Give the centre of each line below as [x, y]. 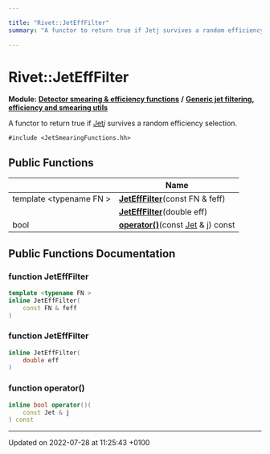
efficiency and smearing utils [58, 108]
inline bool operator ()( [50, 405]
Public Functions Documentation [92, 254]
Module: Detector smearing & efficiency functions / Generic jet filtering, [131, 99]
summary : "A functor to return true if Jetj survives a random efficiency [136, 30]
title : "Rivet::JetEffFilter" [59, 22]
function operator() [47, 388]
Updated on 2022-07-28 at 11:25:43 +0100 [79, 443]
